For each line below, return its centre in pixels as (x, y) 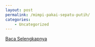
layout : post (19, 10)
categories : (18, 19)
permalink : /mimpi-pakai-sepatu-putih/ (48, 15)
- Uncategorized (32, 24)
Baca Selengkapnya (26, 39)
